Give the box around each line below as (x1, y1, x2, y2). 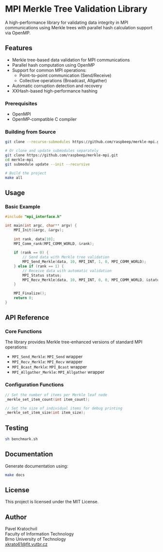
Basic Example (5, 203, 40, 210)
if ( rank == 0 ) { (14, 250, 49, 255)
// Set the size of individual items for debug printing (5, 405, 123, 411)
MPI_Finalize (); (14, 291, 47, 296)
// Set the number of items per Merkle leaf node (5, 392, 108, 397)
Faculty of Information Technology (5, 531, 74, 537)
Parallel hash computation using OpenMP (12, 62, 95, 68)
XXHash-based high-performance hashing (12, 88, 98, 93)
